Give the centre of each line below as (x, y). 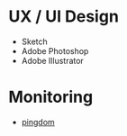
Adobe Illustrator (53, 60)
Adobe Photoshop (55, 50)
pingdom (38, 122)
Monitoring (51, 97)
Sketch (35, 41)
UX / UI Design (63, 17)
